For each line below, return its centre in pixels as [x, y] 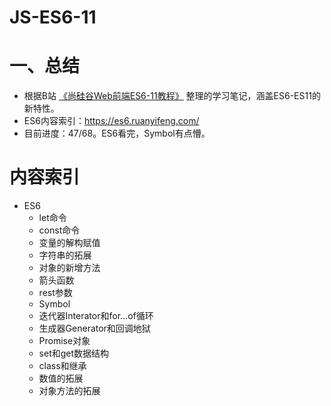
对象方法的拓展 [69, 391]
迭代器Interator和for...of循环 [96, 316]
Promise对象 [64, 341]
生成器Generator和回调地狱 [94, 328]
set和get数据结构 [74, 353]
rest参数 [55, 293]
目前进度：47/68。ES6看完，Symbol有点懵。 [117, 133]
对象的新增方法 [69, 268]
